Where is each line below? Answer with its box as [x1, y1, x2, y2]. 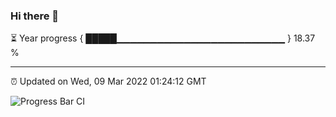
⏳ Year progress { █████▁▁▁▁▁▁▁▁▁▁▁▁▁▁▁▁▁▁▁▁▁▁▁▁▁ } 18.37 [10, 32, 316, 44]
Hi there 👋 [10, 9, 60, 23]
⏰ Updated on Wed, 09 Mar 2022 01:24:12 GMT [10, 75, 207, 88]
